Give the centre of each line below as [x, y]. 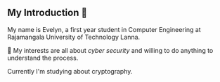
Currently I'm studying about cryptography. [70, 71]
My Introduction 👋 [47, 13]
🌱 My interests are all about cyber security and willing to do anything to [110, 50]
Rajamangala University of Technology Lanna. [74, 37]
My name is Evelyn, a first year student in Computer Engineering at [104, 29]
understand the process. [43, 58]
